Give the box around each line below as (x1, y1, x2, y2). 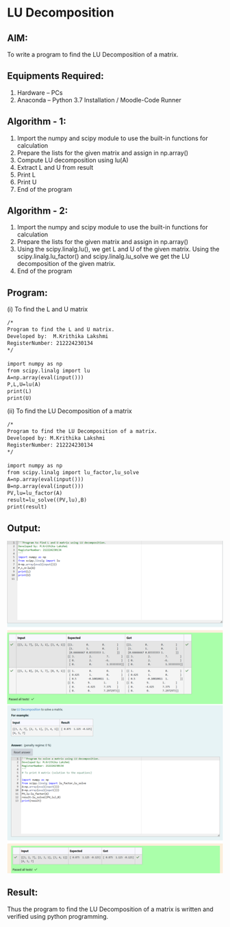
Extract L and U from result (16, 163, 94, 171)
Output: (7, 522, 41, 534)
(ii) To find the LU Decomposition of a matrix (7, 407, 132, 415)
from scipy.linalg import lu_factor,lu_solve (7, 469, 139, 476)
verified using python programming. (7, 912, 109, 920)
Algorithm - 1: (7, 115, 66, 128)
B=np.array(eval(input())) (7, 483, 84, 490)
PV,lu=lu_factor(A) (7, 490, 63, 497)
